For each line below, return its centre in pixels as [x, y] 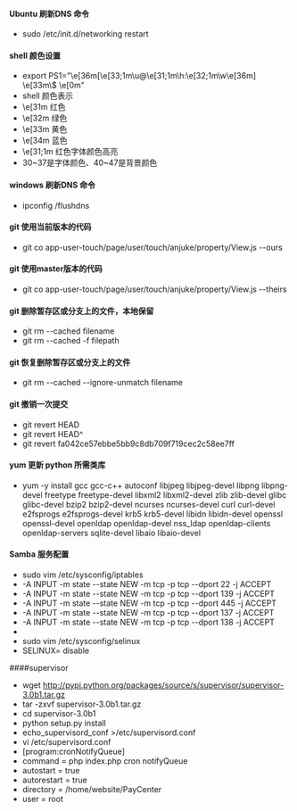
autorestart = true [54, 780]
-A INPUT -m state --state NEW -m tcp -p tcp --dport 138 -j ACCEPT [148, 622]
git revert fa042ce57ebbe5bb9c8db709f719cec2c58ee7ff [128, 443]
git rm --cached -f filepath [70, 341]
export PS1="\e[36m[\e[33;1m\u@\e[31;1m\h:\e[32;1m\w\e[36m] [139, 76]
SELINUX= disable [56, 650]
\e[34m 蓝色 [45, 141]
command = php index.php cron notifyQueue [105, 761]
